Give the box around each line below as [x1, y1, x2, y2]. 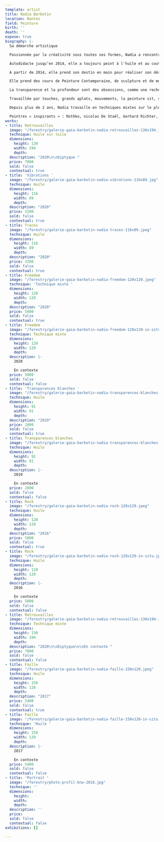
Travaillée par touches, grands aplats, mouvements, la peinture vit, [9, 96, 156, 102]
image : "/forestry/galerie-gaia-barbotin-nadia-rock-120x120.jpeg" [9, 504, 150, 509]
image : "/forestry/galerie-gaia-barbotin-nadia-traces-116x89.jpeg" [9, 227, 152, 232]
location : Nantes [5, 16, 41, 21]
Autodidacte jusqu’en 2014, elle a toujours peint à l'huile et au [9, 61, 150, 66]
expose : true [5, 35, 32, 40]
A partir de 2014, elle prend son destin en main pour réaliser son [9, 70, 152, 75]
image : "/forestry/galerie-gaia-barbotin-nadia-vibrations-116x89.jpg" [9, 178, 159, 183]
